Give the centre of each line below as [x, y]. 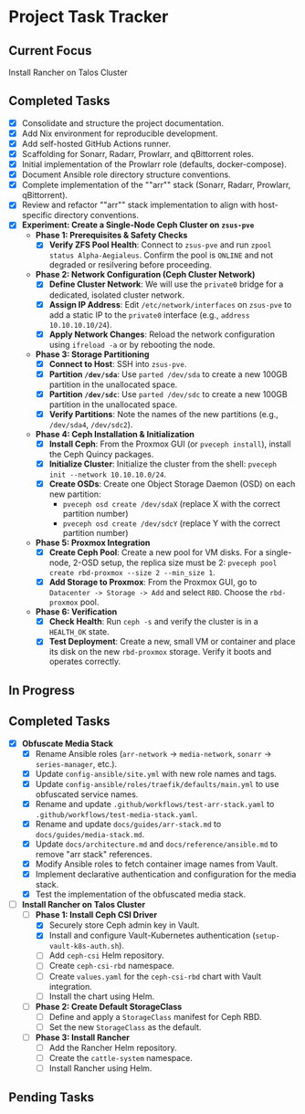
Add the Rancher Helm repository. [113, 1047]
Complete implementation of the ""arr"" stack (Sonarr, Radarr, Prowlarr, [156, 185]
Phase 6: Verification [76, 612]
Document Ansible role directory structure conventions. [126, 174]
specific [37, 215]
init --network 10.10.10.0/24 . [107, 474]
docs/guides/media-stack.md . [90, 834]
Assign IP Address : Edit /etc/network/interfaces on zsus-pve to [170, 304]
